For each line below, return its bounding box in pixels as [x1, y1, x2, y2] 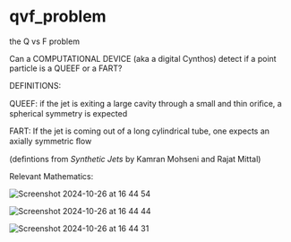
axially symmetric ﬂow [9, 135, 92, 146]
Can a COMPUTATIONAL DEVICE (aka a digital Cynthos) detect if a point [9, 53, 277, 64]
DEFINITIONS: [9, 80, 61, 91]
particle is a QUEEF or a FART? [9, 63, 123, 73]
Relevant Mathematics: [9, 170, 94, 181]
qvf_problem [9, 6, 107, 27]
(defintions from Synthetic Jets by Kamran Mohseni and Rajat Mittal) [9, 153, 261, 164]
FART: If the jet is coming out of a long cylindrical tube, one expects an [9, 125, 270, 136]
